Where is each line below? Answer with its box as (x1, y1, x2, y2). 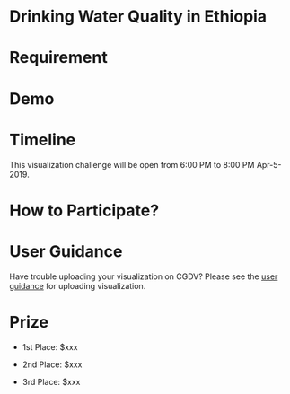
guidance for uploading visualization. (9, 280, 146, 291)
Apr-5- (256, 159, 282, 170)
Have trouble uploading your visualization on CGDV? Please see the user (9, 271, 278, 282)
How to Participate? (9, 200, 160, 221)
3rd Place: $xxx (22, 376, 81, 387)
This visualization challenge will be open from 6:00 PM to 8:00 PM (9, 159, 255, 170)
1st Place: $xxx (22, 341, 78, 352)
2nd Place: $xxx (22, 359, 83, 370)
